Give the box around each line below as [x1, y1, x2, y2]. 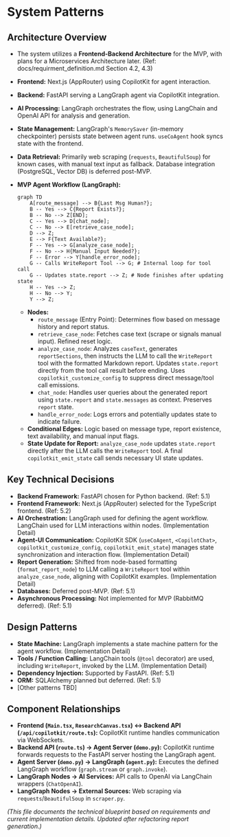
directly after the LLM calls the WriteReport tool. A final [27, 447, 183, 455]
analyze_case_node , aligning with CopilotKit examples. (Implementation [16, 572, 217, 580]
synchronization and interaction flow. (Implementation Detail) [16, 550, 190, 558]
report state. [37, 403, 74, 411]
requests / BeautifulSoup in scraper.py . [16, 794, 126, 803]
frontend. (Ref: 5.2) [16, 506, 71, 515]
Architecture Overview [7, 32, 107, 43]
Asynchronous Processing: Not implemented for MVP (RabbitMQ [16, 594, 204, 602]
